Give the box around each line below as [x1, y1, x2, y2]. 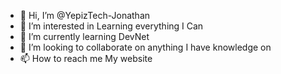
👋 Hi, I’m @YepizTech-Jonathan [19, 10, 151, 21]
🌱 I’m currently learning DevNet [19, 31, 150, 42]
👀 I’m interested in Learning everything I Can [19, 20, 204, 32]
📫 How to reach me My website [19, 53, 153, 64]
